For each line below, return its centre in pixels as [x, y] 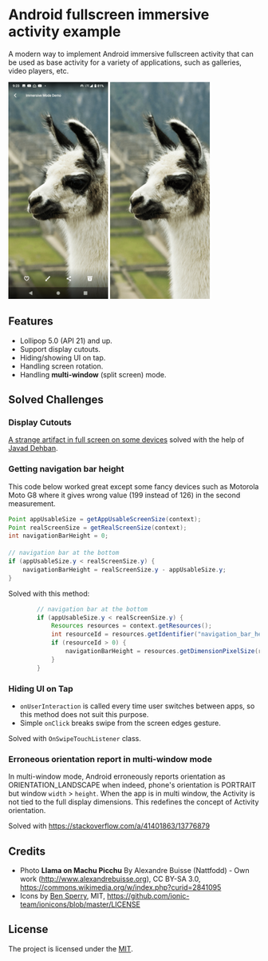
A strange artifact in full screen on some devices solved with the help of [126, 440]
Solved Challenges [56, 400]
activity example [65, 32]
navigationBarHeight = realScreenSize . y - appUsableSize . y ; [124, 569]
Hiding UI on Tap [41, 688]
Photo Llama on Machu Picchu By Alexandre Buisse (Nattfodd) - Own [134, 871]
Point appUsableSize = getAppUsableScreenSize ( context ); [105, 519]
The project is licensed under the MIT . [71, 948]
